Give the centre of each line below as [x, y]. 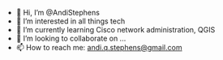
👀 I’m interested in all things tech [71, 21]
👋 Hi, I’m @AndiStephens [58, 13]
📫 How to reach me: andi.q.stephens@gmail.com [99, 47]
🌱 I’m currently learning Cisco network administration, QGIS [116, 30]
